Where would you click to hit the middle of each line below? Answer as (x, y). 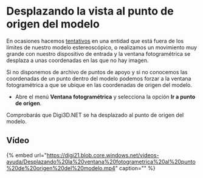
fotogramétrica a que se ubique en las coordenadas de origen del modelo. (99, 85)
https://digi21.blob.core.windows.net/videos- (103, 155)
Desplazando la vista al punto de (90, 11)
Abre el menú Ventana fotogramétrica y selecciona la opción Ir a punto (105, 97)
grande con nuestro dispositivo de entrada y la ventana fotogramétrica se (98, 53)
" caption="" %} (136, 168)
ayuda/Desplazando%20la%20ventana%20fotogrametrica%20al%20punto (101, 162)
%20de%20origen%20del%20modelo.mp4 (61, 168)
